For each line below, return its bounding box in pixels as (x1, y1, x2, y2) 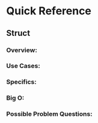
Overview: (6, 46, 37, 54)
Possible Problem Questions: (6, 110, 93, 118)
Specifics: (6, 78, 37, 86)
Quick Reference (6, 4, 92, 18)
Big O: (6, 94, 25, 102)
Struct (6, 28, 31, 38)
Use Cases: (6, 61, 40, 70)
